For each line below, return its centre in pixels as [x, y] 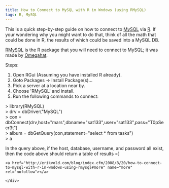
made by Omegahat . [27, 55]
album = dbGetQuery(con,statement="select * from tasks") [71, 133]
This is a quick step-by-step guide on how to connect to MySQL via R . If [80, 29]
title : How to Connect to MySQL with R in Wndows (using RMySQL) [76, 10]
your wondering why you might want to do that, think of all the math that [81, 34]
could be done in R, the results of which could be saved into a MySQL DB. [82, 40]
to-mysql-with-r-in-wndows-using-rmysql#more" [55, 167]
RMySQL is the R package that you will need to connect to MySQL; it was [82, 50]
